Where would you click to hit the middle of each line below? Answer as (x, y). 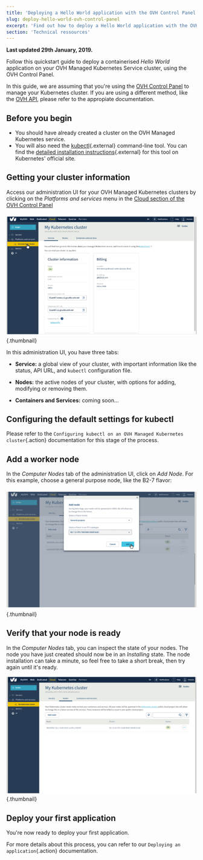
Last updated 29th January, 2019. (50, 50)
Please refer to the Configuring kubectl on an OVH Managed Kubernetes (95, 434)
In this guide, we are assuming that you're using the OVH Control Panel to (98, 86)
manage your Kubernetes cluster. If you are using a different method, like (97, 93)
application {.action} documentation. (52, 851)
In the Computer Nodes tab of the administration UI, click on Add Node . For (100, 474)
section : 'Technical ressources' (48, 32)
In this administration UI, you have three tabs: (63, 352)
